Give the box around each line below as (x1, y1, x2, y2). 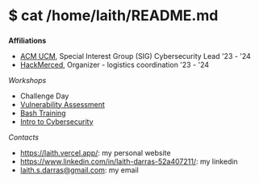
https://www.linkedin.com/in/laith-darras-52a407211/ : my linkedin (19, 156, 238, 166)
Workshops (8, 75, 47, 85)
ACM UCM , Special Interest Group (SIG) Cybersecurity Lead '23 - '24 (19, 51, 252, 60)
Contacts (8, 132, 39, 142)
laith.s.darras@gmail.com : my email (19, 164, 139, 175)
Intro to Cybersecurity (19, 116, 94, 127)
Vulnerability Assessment (19, 99, 105, 109)
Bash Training (19, 108, 66, 118)
